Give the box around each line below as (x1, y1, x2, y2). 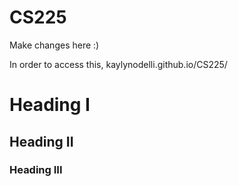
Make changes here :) (9, 39, 100, 51)
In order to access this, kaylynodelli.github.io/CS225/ (9, 58, 228, 70)
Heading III (9, 163, 63, 177)
